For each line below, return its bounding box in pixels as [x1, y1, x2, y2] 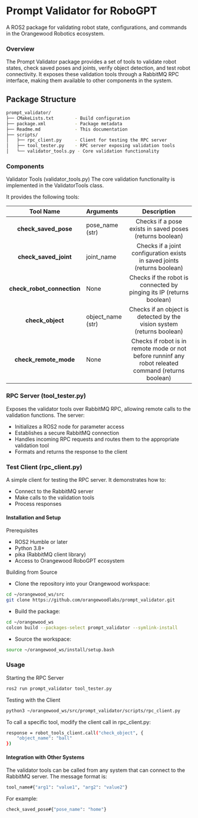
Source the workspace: [14, 635, 72, 642]
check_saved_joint [17, 253, 72, 261]
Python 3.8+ [14, 545, 45, 552]
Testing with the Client [6, 696, 61, 703]
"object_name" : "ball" [16, 735, 72, 741]
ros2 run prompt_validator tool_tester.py [6, 686, 112, 692]
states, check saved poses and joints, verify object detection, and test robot [6, 64, 190, 72]
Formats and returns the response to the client [14, 448, 128, 455]
